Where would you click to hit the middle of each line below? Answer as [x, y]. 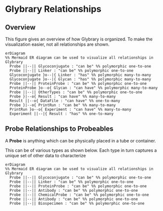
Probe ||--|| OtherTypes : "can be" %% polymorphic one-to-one [76, 92]
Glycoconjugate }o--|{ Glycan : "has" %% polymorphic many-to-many [81, 79]
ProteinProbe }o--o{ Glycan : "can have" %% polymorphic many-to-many [84, 88]
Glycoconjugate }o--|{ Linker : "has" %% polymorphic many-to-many [81, 75]
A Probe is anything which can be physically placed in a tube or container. [81, 141]
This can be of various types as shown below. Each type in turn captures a [81, 150]
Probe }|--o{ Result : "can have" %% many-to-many [63, 97]
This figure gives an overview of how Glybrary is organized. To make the [79, 39]
